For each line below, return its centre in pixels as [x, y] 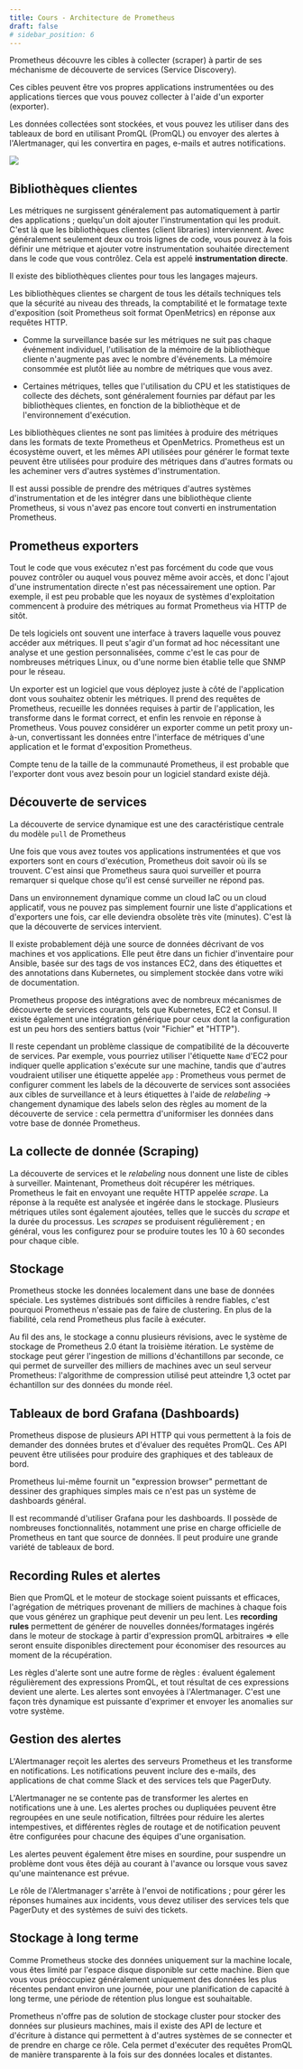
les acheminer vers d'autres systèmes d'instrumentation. [115, 471]
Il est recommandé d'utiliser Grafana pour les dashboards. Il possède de [143, 1518]
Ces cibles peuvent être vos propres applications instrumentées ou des [142, 88]
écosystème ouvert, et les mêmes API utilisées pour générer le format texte [150, 452]
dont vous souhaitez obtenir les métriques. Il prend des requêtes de [135, 699]
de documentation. [44, 982]
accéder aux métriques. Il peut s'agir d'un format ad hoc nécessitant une [145, 642]
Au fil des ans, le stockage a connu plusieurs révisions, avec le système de [148, 1337]
